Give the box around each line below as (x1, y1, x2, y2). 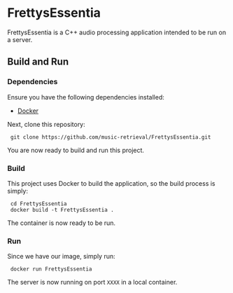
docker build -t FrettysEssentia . (10, 206, 114, 213)
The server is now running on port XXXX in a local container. (7, 278, 178, 287)
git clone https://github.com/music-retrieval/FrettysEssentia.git (10, 133, 211, 141)
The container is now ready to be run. (7, 219, 116, 227)
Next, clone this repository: (7, 120, 85, 128)
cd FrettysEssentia (10, 200, 68, 207)
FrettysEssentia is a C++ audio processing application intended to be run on (7, 28, 226, 36)
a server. (7, 35, 33, 43)
